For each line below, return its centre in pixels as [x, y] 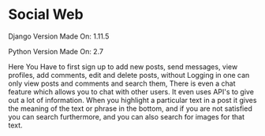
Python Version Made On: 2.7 [56, 51]
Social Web [46, 15]
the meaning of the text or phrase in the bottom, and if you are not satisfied [130, 108]
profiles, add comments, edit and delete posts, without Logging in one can [129, 75]
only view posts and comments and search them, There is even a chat [122, 83]
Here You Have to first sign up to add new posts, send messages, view [123, 66]
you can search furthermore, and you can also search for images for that [126, 116]
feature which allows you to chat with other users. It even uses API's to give [131, 91]
